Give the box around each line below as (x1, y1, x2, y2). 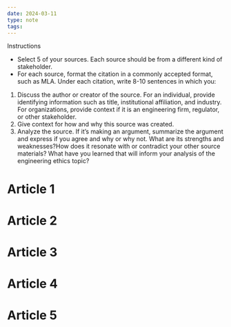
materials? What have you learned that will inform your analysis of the (17, 149, 216, 158)
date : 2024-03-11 (7, 10, 57, 17)
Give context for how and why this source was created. (17, 120, 174, 129)
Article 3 (7, 244, 58, 260)
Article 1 (7, 181, 55, 197)
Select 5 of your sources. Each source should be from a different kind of (17, 55, 223, 64)
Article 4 (7, 276, 59, 292)
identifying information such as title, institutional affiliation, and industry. (17, 98, 222, 106)
